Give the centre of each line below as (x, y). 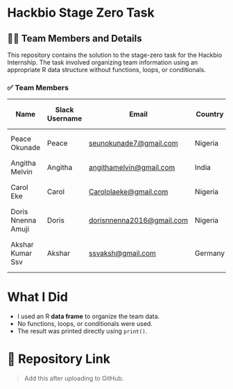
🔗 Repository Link (59, 359)
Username (65, 119)
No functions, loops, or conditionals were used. (85, 324)
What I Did (37, 297)
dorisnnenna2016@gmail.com (139, 221)
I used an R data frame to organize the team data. (88, 316)
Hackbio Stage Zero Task (81, 13)
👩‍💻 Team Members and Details (75, 38)
